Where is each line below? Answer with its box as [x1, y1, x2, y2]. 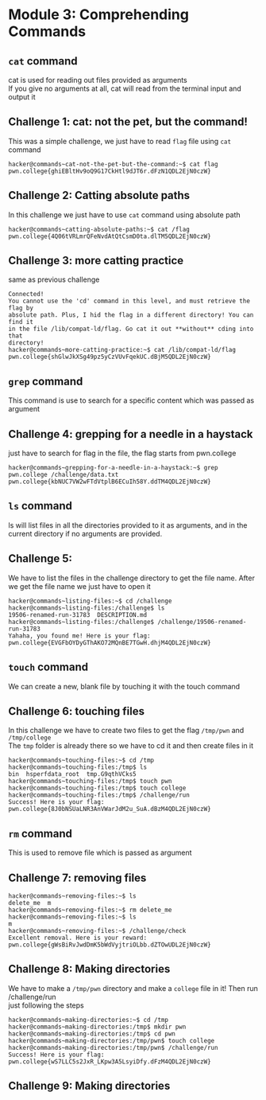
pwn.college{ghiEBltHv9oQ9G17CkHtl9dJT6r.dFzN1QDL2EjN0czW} [8, 167, 212, 175]
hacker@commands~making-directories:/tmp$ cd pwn [8, 1029, 176, 1038]
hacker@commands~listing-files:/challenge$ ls [8, 603, 165, 612]
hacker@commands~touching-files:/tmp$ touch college [8, 784, 187, 793]
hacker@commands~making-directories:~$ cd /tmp [8, 1016, 169, 1024]
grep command [8, 374, 83, 388]
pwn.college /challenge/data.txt [8, 471, 119, 479]
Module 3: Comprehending [8, 6, 189, 24]
